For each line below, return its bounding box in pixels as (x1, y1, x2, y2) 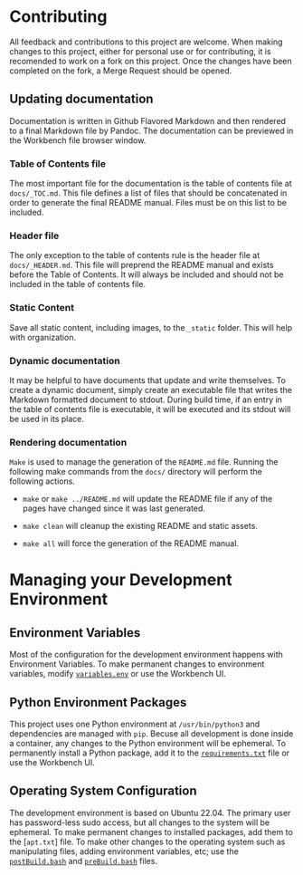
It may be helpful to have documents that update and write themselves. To (9, 374, 287, 386)
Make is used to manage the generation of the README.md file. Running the (9, 457, 279, 467)
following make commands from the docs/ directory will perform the (9, 466, 262, 477)
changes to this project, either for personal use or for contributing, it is (9, 45, 271, 56)
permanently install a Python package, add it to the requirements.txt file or (9, 747, 290, 758)
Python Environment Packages (9, 695, 187, 710)
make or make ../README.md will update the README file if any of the (22, 494, 273, 505)
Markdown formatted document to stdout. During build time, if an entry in (9, 394, 283, 405)
